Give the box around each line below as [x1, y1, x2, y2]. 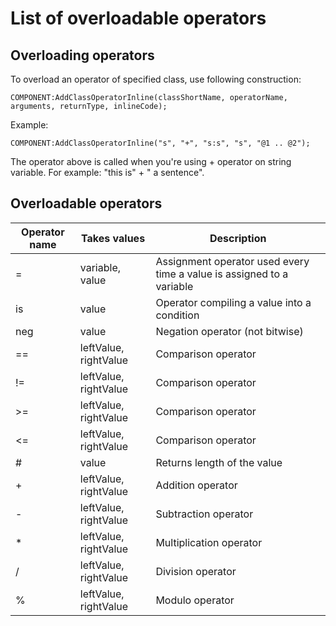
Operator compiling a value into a [155, 295, 312, 309]
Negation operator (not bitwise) [155, 324, 304, 338]
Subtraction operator [155, 507, 254, 521]
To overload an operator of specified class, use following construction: [10, 73, 302, 85]
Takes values [81, 231, 146, 245]
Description [209, 231, 267, 245]
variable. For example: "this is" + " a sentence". [10, 167, 205, 178]
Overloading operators [10, 47, 155, 64]
